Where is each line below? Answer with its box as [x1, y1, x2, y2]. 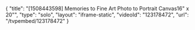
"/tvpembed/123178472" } [5, 18, 69, 24]
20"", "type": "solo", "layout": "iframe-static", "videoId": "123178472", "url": [5, 11, 189, 18]
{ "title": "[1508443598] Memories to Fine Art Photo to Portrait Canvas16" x [5, 5, 189, 12]
